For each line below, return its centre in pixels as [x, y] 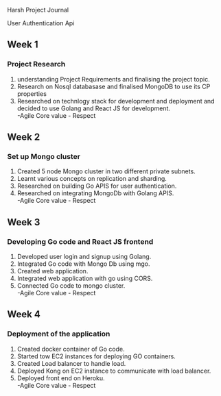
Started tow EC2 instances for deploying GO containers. [96, 356]
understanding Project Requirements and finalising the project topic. [114, 79]
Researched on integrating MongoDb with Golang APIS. [95, 193]
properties [32, 94]
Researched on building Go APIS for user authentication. [97, 186]
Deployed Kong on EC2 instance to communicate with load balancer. [114, 371]
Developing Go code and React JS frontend [80, 241]
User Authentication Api [41, 23]
